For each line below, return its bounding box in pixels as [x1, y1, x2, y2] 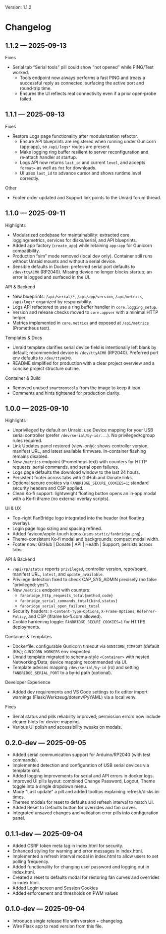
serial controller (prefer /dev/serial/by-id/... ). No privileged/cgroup [12, 432, 155, 438]
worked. [12, 70, 30, 75]
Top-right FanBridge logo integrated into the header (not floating [12, 515, 145, 521]
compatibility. [12, 248, 40, 254]
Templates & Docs [5, 335, 42, 340]
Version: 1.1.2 [5, 4, 32, 10]
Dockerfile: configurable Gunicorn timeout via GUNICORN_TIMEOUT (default [12, 643, 160, 649]
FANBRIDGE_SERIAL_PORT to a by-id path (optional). [12, 670, 112, 676]
